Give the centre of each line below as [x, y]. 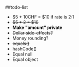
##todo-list [17, 7]
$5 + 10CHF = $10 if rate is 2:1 [43, 17]
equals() [21, 43]
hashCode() [25, 49]
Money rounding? [30, 38]
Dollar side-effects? [33, 33]
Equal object [25, 59]
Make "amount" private [37, 27]
